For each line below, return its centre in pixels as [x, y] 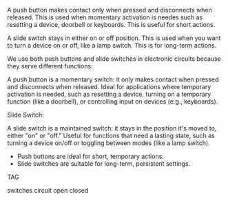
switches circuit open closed [48, 190]
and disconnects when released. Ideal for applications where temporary [109, 87]
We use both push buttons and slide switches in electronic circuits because [114, 59]
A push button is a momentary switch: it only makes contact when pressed [113, 79]
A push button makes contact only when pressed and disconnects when [110, 10]
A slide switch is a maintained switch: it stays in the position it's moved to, [112, 128]
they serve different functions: [50, 66]
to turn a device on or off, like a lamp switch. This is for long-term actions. [112, 45]
